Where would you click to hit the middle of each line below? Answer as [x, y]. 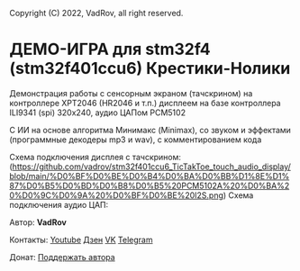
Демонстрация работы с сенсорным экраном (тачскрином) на [131, 93]
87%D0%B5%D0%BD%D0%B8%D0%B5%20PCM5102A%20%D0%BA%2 [150, 185]
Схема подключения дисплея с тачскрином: [95, 157]
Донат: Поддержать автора [62, 257]
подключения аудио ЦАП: [59, 204]
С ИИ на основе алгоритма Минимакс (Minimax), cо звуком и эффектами [150, 130]
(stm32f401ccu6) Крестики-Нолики [150, 69]
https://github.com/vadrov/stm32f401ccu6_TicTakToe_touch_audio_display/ [151, 167]
